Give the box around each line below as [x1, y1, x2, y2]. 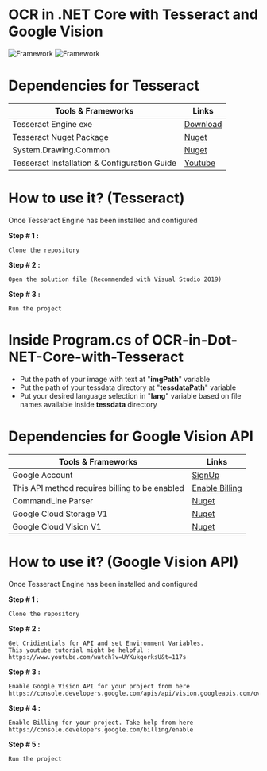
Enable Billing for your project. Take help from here [8, 719, 194, 727]
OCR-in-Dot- [152, 331, 238, 349]
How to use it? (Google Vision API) [8, 553, 239, 571]
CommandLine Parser [12, 495, 94, 506]
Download [184, 118, 222, 129]
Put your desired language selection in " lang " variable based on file [19, 391, 242, 400]
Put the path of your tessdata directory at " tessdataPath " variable [19, 383, 237, 392]
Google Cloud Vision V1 [12, 521, 102, 532]
